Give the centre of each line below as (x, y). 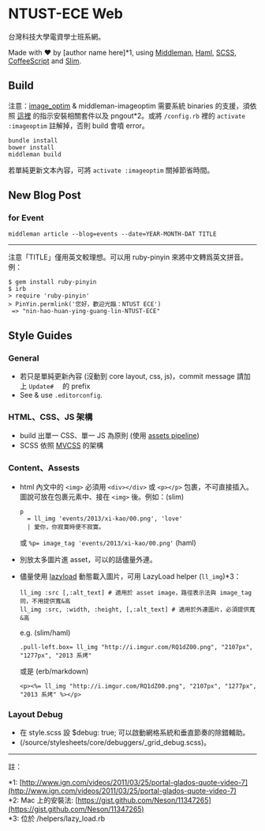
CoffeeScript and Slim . (45, 61)
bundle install (33, 140)
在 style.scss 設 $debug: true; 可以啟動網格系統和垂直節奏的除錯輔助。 (134, 733)
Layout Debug (35, 714)
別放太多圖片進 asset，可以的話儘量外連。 (88, 559)
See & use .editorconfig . (61, 395)
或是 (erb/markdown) (54, 671)
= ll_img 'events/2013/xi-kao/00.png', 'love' (105, 519)
